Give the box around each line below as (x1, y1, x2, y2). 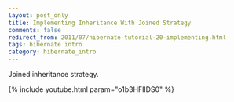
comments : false (8, 26, 61, 34)
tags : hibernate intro (8, 41, 82, 49)
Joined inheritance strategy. (8, 70, 100, 78)
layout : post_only (8, 11, 68, 20)
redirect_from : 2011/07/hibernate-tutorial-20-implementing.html (8, 33, 226, 42)
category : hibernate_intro (8, 48, 97, 56)
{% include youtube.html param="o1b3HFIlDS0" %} (8, 85, 175, 94)
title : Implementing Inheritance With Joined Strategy (8, 19, 192, 27)
